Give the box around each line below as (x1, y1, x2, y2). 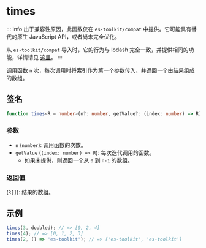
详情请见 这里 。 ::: (17, 53, 63, 61)
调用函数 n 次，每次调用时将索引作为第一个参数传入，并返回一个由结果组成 (6, 66, 195, 74)
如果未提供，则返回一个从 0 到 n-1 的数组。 (24, 156, 133, 163)
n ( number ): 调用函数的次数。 (15, 141, 87, 148)
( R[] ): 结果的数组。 (6, 189, 54, 196)
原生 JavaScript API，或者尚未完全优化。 (17, 32, 121, 40)
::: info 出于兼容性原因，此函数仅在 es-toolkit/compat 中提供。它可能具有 (6, 25, 192, 32)
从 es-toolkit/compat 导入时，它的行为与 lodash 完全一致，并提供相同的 (6, 46, 189, 53)
